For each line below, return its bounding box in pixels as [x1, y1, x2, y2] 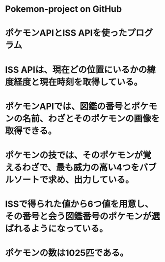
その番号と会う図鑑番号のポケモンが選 [5, 211, 161, 222]
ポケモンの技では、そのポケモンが [5, 149, 143, 161]
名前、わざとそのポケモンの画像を [22, 113, 160, 124]
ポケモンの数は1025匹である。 [5, 247, 129, 259]
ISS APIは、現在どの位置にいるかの [5, 64, 147, 75]
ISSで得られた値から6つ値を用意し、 [5, 199, 154, 210]
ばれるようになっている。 [5, 223, 108, 234]
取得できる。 [5, 125, 57, 136]
